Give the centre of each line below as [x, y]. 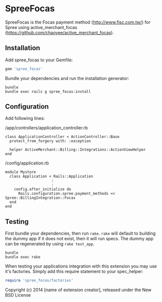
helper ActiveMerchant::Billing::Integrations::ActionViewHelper [78, 150]
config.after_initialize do [42, 190]
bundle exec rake [23, 257]
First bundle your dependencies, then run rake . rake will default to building [81, 233]
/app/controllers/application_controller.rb [47, 128]
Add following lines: [25, 118]
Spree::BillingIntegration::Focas [40, 198]
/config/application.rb [27, 163]
